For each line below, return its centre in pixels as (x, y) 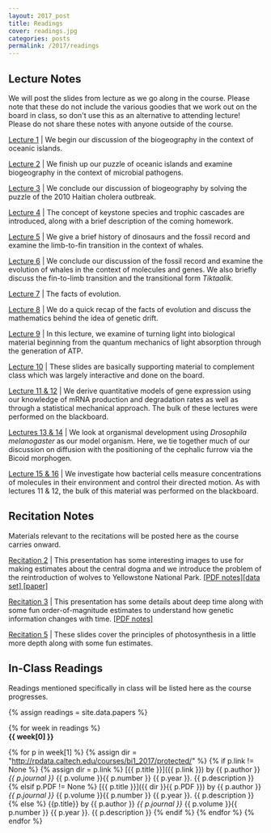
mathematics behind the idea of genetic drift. (84, 318)
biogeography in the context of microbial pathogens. (96, 172)
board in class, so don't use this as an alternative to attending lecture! (125, 115)
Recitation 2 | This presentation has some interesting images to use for (126, 560)
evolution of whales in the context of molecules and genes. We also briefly (133, 269)
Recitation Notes (51, 516)
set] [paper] (28, 586)
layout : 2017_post (39, 16)
